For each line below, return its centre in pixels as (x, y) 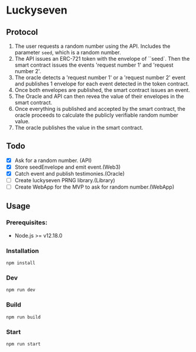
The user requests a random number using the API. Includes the (92, 46)
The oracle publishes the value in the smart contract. (79, 128)
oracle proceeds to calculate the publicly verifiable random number (97, 115)
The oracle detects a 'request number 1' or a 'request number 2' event (100, 78)
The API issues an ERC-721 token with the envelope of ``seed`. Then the (102, 59)
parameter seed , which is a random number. (68, 52)
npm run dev (21, 290)
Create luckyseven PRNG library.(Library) (65, 180)
